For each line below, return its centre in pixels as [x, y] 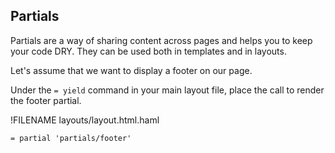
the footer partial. [46, 100]
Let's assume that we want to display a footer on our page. [131, 70]
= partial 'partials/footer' [71, 138]
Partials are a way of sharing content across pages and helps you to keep [161, 40]
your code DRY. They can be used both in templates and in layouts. [148, 51]
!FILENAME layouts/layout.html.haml [85, 120]
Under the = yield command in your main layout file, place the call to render [167, 90]
